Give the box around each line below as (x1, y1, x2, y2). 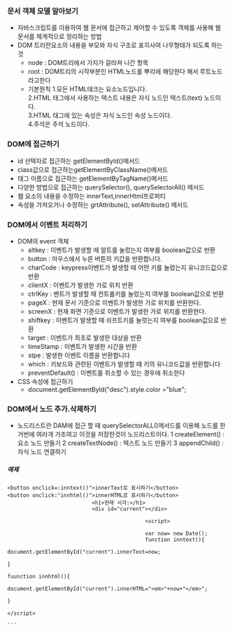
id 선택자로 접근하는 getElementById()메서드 (17, 157, 141, 165)
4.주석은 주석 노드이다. (27, 120, 90, 128)
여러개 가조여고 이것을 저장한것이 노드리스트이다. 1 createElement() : (36, 430, 225, 439)
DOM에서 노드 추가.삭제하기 (7, 404, 97, 413)
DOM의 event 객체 (17, 237, 69, 245)
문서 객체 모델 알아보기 (7, 6, 79, 15)
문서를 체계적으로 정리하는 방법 (17, 32, 102, 41)
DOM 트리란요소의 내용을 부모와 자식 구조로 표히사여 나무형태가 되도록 (17, 41, 210, 50)
